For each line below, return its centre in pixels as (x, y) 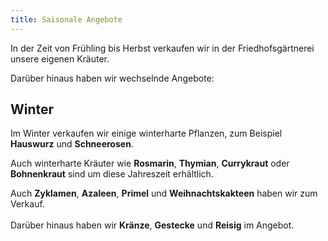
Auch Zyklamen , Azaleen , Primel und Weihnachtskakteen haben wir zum (164, 193)
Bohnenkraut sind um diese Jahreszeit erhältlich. (112, 174)
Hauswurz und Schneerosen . (72, 144)
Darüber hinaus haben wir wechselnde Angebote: (112, 78)
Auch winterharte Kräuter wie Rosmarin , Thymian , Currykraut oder (150, 163)
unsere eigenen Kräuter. (60, 58)
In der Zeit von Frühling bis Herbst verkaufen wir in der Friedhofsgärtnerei (162, 48)
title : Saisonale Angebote (66, 19)
